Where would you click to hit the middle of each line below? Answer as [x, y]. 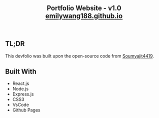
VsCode [20, 105]
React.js [21, 83]
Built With [21, 72]
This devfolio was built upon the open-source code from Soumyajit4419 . [79, 56]
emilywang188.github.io [84, 16]
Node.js [20, 89]
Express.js [23, 94]
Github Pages [26, 110]
